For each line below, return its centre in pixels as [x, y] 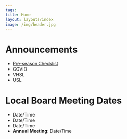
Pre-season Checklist [35, 64]
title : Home [18, 15]
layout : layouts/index [29, 19]
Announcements [42, 50]
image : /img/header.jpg [31, 24]
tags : [11, 10]
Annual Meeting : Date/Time [42, 131]
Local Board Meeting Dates [64, 101]
